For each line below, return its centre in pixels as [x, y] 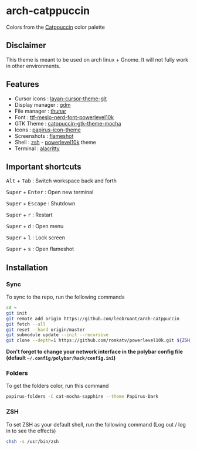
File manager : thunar [40, 111]
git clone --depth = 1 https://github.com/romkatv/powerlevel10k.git [90, 341]
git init [17, 313]
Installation [27, 267]
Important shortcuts [44, 166]
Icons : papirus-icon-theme [47, 130]
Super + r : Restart [29, 215]
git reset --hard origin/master [45, 330]
